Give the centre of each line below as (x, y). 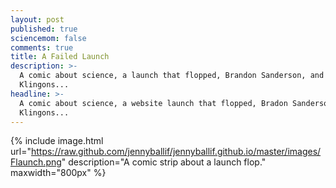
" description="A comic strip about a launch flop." (164, 162)
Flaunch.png (36, 162)
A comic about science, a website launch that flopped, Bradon (153, 103)
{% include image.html (57, 141)
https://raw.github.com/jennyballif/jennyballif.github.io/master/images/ (176, 152)
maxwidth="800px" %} (58, 173)
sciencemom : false (48, 38)
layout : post (37, 19)
